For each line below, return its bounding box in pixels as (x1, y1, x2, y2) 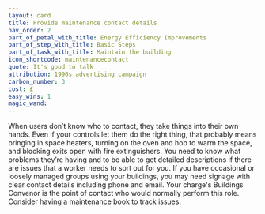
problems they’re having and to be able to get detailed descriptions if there (8, 155, 252, 164)
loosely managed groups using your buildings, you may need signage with (8, 171, 251, 182)
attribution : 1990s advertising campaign (8, 70, 147, 78)
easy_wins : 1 (8, 92, 51, 100)
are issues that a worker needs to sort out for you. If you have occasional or (8, 163, 256, 173)
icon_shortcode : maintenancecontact (8, 56, 129, 64)
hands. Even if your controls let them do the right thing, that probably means (8, 130, 257, 139)
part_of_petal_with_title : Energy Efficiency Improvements (8, 33, 207, 42)
